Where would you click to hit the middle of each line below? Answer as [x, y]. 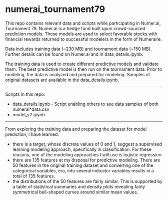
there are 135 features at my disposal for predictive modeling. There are [86, 160]
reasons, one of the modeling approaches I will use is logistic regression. [87, 154]
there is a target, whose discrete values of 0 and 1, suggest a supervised [87, 144]
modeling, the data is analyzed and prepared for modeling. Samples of [78, 74]
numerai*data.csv [31, 109]
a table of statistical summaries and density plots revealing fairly [79, 186]
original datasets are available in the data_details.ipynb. [62, 80]
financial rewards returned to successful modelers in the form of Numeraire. [83, 39]
